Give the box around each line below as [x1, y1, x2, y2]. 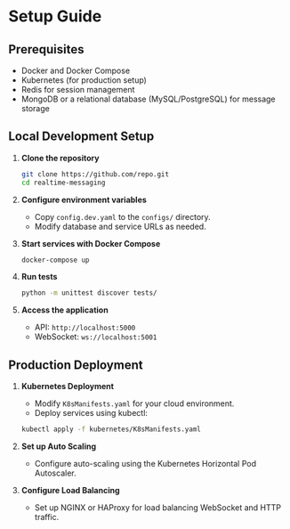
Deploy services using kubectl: [34, 408, 149, 419]
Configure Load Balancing [20, 485, 121, 495]
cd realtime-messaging [20, 178, 106, 187]
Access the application [20, 305, 109, 315]
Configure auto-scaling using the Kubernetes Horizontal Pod [34, 459, 257, 468]
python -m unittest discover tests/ [20, 289, 157, 297]
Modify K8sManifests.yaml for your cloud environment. [34, 398, 235, 409]
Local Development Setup [8, 129, 155, 144]
